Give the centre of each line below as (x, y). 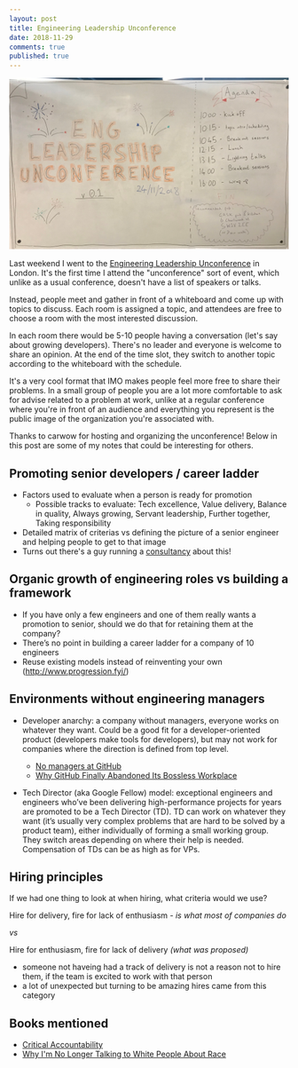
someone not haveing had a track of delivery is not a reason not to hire (151, 967)
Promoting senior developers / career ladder (134, 474)
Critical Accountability (63, 1045)
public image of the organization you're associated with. (112, 419)
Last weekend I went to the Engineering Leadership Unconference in (134, 264)
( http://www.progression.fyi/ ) (75, 671)
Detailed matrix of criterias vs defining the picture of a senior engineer (150, 533)
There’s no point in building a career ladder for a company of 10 (138, 643)
